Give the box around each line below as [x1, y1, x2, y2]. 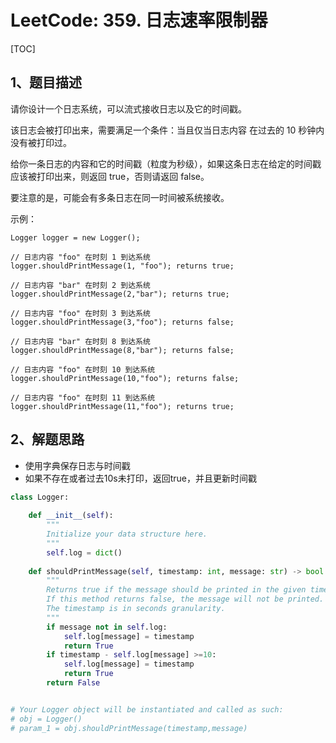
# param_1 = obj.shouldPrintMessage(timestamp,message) [10, 723, 248, 733]
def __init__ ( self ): [28, 511, 114, 521]
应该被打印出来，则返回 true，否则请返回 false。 [10, 170, 210, 182]
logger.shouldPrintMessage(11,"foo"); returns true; [10, 401, 235, 411]
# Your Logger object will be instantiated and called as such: [10, 704, 284, 715]
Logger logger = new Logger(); [10, 232, 141, 243]
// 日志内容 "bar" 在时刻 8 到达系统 [10, 336, 151, 346]
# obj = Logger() [10, 714, 83, 724]
